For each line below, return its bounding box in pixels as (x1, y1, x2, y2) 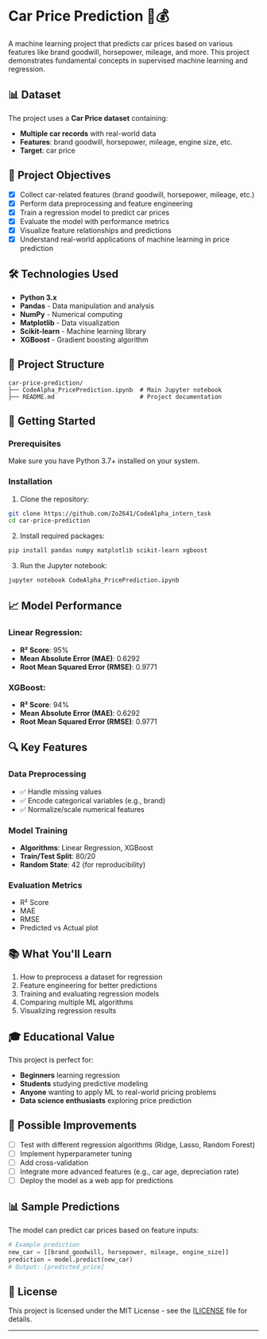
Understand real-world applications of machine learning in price (19, 234, 230, 244)
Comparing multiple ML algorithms (19, 997, 133, 1007)
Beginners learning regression (19, 1070, 121, 1080)
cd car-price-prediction (8, 517, 91, 525)
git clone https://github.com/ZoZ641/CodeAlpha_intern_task (8, 509, 212, 517)
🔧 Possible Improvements (8, 1119, 137, 1132)
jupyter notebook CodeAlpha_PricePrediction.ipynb (8, 576, 180, 585)
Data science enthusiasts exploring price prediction (19, 1095, 192, 1105)
